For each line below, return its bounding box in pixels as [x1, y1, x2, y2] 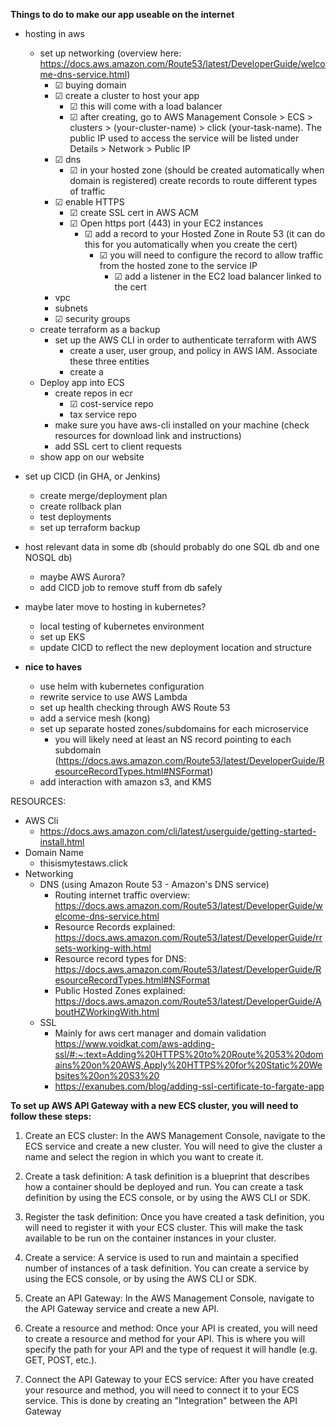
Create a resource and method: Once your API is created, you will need [24, 1322, 318, 1334]
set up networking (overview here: [39, 47, 182, 59]
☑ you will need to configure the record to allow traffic [99, 249, 324, 261]
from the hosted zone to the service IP [99, 260, 258, 271]
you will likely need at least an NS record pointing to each [54, 734, 292, 745]
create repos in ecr [54, 387, 133, 399]
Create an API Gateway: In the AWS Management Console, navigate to [24, 1292, 315, 1304]
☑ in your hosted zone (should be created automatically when [69, 164, 325, 176]
